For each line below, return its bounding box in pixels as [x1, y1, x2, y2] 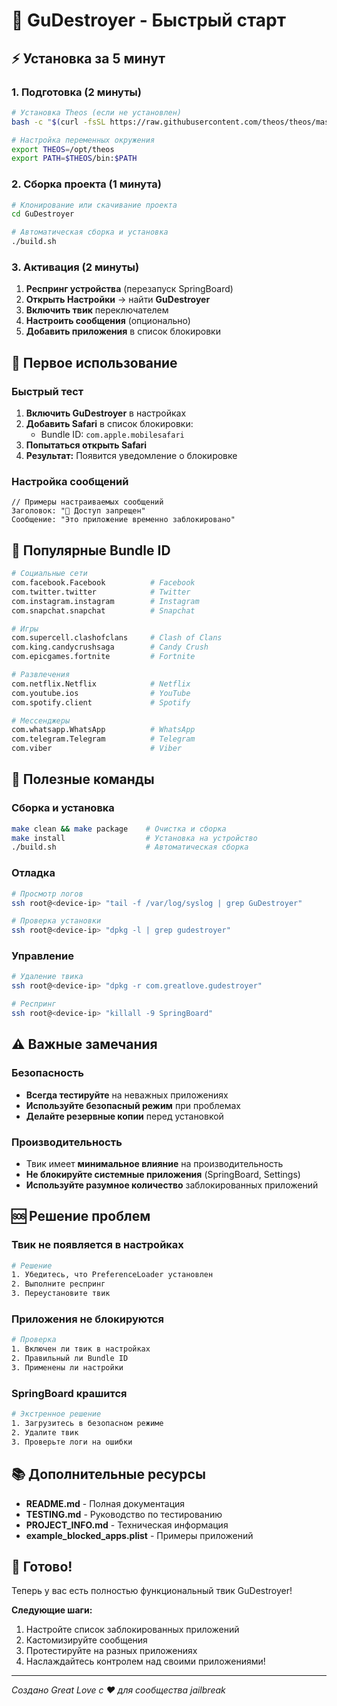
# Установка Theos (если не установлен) [11, 107, 183, 118]
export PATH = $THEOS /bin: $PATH [11, 154, 138, 164]
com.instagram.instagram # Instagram [11, 596, 200, 606]
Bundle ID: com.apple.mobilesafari [40, 429, 185, 441]
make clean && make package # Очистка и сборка [11, 824, 227, 834]
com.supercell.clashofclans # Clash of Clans [11, 633, 223, 643]
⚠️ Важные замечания [11, 1036, 158, 1053]
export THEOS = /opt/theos [11, 144, 115, 154]
